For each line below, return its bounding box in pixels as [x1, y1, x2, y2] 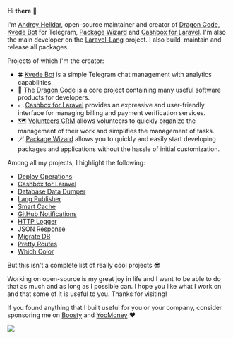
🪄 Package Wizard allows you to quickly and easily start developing [17, 135, 217, 143]
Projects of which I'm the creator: [7, 56, 104, 65]
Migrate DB [17, 232, 51, 240]
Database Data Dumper [17, 187, 86, 196]
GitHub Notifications [17, 210, 77, 218]
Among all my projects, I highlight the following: [7, 159, 146, 167]
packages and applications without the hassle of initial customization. [17, 145, 220, 153]
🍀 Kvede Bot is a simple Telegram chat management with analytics [17, 71, 212, 78]
